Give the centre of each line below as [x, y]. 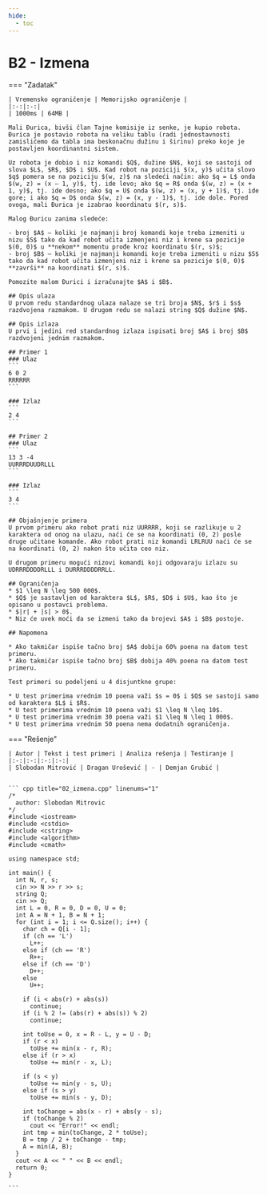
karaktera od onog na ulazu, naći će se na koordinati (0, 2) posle [125, 535]
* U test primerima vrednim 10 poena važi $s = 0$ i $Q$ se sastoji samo [134, 696]
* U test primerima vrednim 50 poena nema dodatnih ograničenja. [119, 724]
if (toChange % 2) [53, 1119]
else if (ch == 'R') [57, 950]
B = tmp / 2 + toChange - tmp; [75, 1140]
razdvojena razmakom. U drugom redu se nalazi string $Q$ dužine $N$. [128, 310]
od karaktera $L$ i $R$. [50, 703]
